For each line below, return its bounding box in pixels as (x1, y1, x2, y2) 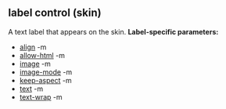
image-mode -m (19, 67, 73, 77)
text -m (19, 84, 44, 93)
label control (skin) (8, 6, 102, 20)
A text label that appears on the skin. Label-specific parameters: (8, 27, 219, 36)
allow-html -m (19, 50, 65, 60)
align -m (19, 42, 47, 52)
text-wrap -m (19, 92, 63, 101)
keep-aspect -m (19, 75, 72, 85)
